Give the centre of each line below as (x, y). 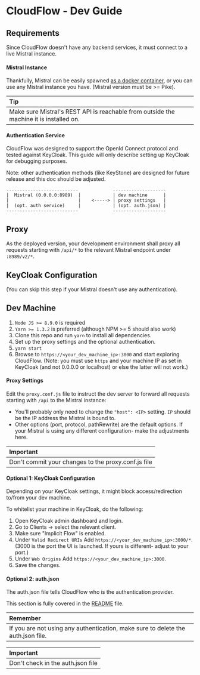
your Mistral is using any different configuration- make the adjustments (102, 431)
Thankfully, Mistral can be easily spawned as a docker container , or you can (99, 81)
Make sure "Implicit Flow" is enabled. (60, 534)
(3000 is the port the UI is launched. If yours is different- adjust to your (101, 546)
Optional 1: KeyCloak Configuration (51, 478)
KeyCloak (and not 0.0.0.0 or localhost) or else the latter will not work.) (101, 367)
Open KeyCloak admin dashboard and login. (69, 521)
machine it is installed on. (45, 119)
